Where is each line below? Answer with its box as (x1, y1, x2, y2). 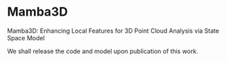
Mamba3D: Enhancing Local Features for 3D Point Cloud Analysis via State (7, 27, 219, 35)
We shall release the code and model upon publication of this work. (7, 47, 198, 55)
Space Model (7, 33, 45, 42)
